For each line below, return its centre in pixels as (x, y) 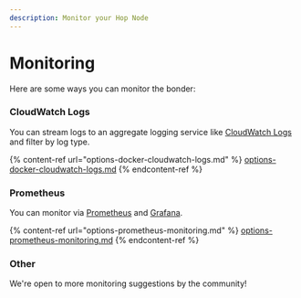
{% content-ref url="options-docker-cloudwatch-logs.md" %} (126, 159)
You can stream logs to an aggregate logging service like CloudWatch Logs (150, 132)
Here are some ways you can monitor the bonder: (103, 89)
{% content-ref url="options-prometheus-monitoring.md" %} (124, 230)
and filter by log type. (50, 142)
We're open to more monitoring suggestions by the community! (129, 283)
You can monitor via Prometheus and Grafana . (96, 213)
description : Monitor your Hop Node (79, 18)
